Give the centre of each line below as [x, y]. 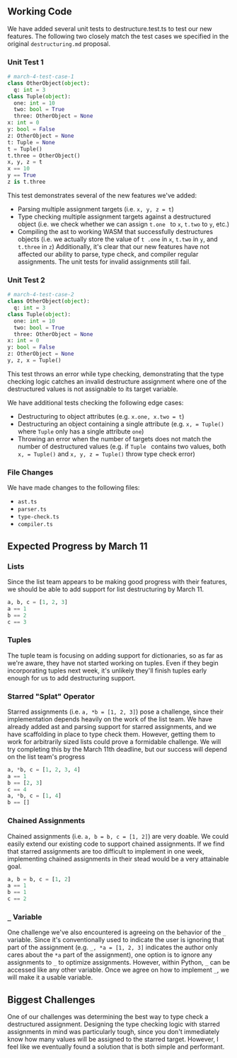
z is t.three [27, 182]
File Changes [30, 472]
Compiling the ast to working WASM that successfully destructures [115, 231]
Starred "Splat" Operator [51, 696]
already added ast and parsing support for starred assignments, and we [112, 726]
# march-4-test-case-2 [41, 295]
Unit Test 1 [25, 62]
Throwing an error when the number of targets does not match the [115, 438]
